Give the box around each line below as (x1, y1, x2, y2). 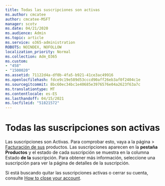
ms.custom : (5, 59, 28, 64)
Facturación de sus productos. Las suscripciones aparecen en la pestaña (5, 144, 158, 150)
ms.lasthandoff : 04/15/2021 (5, 96, 64, 101)
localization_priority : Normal (5, 49, 71, 54)
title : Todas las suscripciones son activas (5, 7, 100, 13)
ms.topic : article (5, 36, 44, 41)
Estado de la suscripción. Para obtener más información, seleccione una (5, 155, 155, 161)
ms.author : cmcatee (5, 12, 46, 17)
